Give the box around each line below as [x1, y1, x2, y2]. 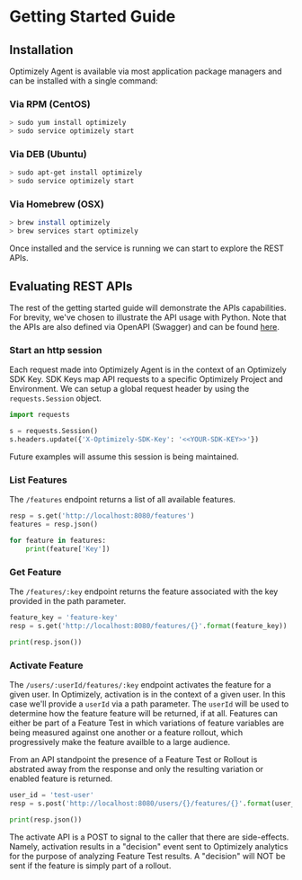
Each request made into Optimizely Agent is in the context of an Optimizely [9, 364, 288, 375]
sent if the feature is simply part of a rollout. [9, 860, 172, 871]
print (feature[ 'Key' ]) [25, 544, 111, 554]
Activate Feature [9, 659, 84, 671]
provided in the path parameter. [9, 595, 127, 606]
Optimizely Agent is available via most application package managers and [9, 66, 282, 76]
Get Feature [9, 565, 62, 578]
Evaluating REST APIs [9, 279, 133, 294]
